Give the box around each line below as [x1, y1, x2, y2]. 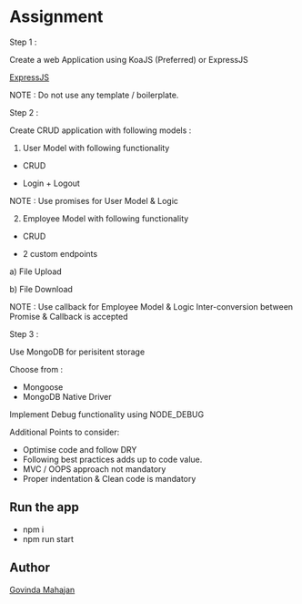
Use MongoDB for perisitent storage [9, 346, 146, 357]
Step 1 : [9, 36, 37, 47]
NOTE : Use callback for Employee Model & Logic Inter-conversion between [9, 301, 294, 312]
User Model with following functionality [22, 142, 170, 153]
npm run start [22, 533, 75, 544]
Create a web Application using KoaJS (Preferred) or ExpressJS [9, 54, 248, 65]
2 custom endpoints [22, 248, 98, 259]
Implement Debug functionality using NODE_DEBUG [9, 408, 205, 420]
